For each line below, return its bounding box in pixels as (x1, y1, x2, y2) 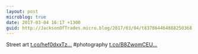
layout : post (6, 8, 39, 15)
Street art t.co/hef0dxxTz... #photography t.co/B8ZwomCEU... (6, 41, 158, 48)
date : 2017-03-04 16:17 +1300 (6, 19, 81, 25)
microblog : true (6, 14, 46, 20)
